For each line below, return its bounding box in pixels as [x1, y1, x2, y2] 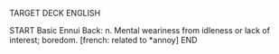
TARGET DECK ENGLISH [9, 8, 101, 18]
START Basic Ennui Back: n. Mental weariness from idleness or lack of [9, 25, 271, 35]
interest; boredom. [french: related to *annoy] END [9, 35, 198, 45]
